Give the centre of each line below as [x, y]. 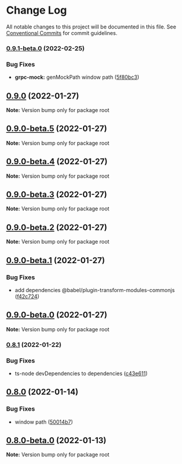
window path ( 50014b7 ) [44, 422]
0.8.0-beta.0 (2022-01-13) [56, 441]
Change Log [36, 10]
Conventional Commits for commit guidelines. [62, 33]
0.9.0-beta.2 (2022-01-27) [57, 227]
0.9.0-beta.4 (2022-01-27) [57, 161]
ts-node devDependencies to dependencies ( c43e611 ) [81, 373]
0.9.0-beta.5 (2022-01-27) [57, 129]
